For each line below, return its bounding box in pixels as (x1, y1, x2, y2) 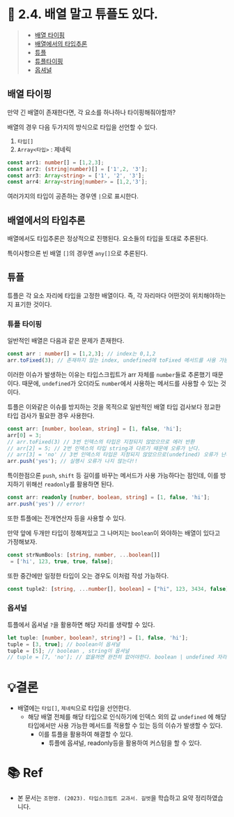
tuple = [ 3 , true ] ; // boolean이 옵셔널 (7, 640, 120, 648)
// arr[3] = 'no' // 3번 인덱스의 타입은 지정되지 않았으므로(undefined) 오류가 (7, 451, 218, 458)
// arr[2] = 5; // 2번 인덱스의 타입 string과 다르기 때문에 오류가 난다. (7, 445, 201, 452)
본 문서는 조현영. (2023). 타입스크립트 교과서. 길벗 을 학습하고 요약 (17, 794, 194, 802)
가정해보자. (7, 537, 38, 545)
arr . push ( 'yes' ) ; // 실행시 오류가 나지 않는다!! (7, 458, 138, 465)
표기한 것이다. (14, 300, 52, 308)
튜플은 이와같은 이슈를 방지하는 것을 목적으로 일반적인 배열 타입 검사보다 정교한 (7, 402, 221, 411)
